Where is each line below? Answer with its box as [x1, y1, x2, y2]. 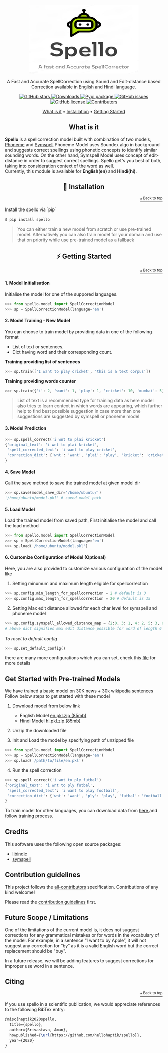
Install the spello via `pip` [5, 206, 56, 213]
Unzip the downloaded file [12, 728, 67, 734]
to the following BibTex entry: [5, 1007, 65, 1013]
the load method [5, 523, 39, 529]
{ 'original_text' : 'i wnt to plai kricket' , [5, 442, 99, 447]
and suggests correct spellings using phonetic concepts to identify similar [5, 147, 157, 153]
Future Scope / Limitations [5, 913, 89, 922]
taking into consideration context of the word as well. [5, 163, 115, 169]
